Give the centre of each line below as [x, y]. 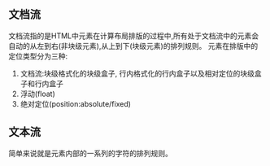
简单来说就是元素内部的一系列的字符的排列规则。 [90, 153]
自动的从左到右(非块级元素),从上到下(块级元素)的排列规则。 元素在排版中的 [133, 46]
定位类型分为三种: [38, 56]
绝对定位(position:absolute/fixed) [76, 103]
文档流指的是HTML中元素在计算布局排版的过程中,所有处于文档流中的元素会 [134, 36]
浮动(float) [37, 94]
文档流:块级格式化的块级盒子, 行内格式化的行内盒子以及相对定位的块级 [137, 73]
